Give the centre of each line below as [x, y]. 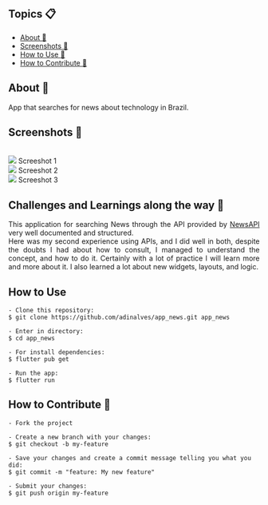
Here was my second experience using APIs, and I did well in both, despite [134, 241]
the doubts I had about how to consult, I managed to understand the [134, 250]
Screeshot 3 [38, 180]
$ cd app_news [32, 339]
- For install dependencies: [57, 352]
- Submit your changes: [48, 486]
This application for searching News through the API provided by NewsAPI [134, 225]
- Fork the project [41, 423]
